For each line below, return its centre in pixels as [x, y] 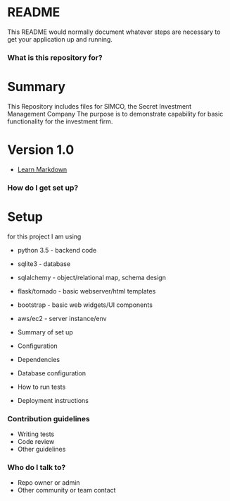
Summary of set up [45, 332]
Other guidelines [41, 449]
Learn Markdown [42, 169]
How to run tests [41, 387]
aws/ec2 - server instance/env [62, 318]
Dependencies [39, 359]
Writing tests [36, 434]
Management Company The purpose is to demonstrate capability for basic [115, 114]
